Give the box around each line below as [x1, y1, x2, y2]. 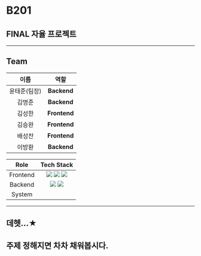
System [11, 190, 33, 198]
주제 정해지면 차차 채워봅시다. [6, 240, 109, 251]
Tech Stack [40, 160, 74, 169]
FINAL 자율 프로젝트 [6, 29, 77, 39]
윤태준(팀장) [9, 87, 42, 95]
